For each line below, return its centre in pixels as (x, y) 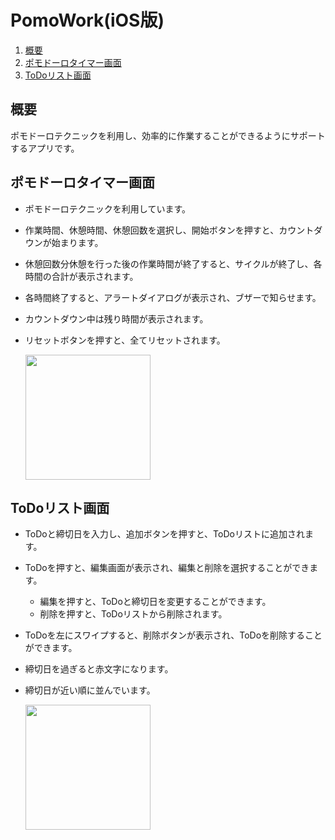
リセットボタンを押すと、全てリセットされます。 (125, 340)
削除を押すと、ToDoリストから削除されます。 (133, 614)
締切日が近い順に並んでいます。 (90, 690)
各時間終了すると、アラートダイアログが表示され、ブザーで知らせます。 (173, 297)
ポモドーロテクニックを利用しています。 (107, 208)
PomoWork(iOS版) (87, 20)
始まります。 (77, 242)
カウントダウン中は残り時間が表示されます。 (116, 318)
